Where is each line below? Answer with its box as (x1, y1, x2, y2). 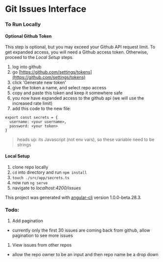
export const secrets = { (5, 115, 58, 120)
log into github (12, 64, 42, 70)
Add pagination (12, 217, 43, 224)
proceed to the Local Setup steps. (5, 54, 74, 60)
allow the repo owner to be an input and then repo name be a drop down (12, 251, 159, 257)
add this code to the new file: (12, 105, 71, 111)
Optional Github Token (5, 33, 52, 39)
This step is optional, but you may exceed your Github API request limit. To (5, 44, 156, 50)
